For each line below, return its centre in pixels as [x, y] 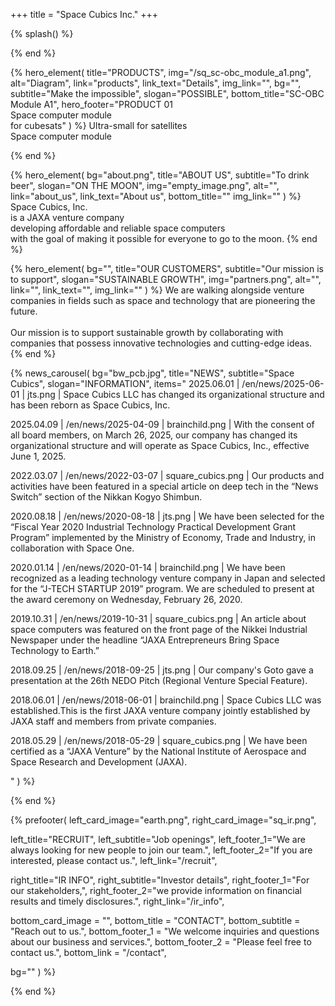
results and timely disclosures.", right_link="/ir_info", [117, 901]
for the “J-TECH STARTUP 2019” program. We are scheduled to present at [162, 588]
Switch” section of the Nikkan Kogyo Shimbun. [106, 497]
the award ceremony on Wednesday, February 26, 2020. [126, 599]
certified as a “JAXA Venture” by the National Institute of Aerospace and [158, 751]
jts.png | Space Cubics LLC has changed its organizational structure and [176, 394]
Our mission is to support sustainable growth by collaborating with [147, 332]
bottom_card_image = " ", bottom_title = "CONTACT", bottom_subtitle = [155, 920]
